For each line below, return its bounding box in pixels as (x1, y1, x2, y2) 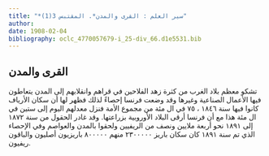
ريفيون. (8, 138, 31, 148)
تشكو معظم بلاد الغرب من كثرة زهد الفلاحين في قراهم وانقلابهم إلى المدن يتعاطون (8, 86, 258, 96)
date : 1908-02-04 (8, 27, 67, 35)
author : (8, 19, 35, 28)
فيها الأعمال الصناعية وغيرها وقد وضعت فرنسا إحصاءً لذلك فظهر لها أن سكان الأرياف (8, 95, 262, 105)
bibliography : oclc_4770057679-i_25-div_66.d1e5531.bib (8, 34, 202, 43)
